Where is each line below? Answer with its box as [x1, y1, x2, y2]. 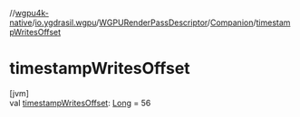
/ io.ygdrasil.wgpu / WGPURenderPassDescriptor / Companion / [31, 17, 256, 28]
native [9, 17, 33, 28]
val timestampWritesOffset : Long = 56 [9, 97, 151, 108]
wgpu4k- [15, 8, 50, 18]
